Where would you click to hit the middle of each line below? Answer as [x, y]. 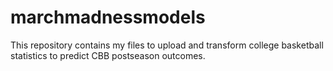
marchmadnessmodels [108, 17]
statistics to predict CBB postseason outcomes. [108, 55]
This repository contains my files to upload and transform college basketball [167, 45]
